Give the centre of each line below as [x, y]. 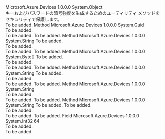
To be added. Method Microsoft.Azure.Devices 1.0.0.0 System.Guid [75, 25]
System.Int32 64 [22, 121]
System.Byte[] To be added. [34, 57]
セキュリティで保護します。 [33, 19]
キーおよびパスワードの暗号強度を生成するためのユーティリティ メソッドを [83, 13]
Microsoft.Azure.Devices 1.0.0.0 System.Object [54, 7]
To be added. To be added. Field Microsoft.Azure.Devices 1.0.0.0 [72, 116]
